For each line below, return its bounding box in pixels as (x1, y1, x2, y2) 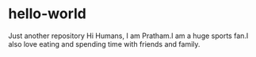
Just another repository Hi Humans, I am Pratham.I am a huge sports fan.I (8, 31, 249, 40)
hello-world (8, 5, 87, 23)
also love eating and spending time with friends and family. (8, 39, 201, 48)
